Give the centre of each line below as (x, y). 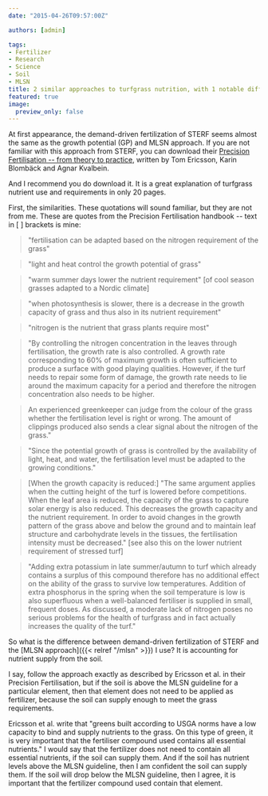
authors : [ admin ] (37, 30)
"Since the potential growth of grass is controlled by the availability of (142, 451)
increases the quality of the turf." (82, 626)
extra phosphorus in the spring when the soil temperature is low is (136, 592)
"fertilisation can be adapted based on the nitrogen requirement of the (143, 240)
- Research (26, 60)
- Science (25, 67)
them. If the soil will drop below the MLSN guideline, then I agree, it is (122, 775)
